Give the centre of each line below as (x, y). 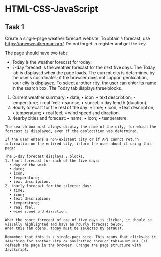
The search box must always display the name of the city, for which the (81, 127)
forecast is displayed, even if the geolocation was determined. (72, 131)
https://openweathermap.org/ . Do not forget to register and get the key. (76, 44)
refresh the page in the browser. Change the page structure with (73, 245)
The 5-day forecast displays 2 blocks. (45, 156)
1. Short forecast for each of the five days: (53, 161)
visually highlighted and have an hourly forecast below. (64, 224)
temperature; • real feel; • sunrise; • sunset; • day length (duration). (80, 102)
